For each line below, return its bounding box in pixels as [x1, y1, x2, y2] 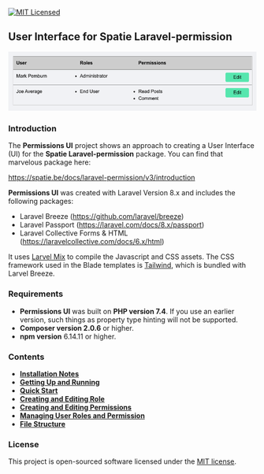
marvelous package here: [8, 157, 91, 167]
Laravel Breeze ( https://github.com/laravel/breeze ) [19, 212, 184, 221]
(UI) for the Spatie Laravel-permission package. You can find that [8, 150, 223, 159]
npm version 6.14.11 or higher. [19, 331, 117, 341]
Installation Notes [19, 369, 80, 379]
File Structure [19, 420, 65, 429]
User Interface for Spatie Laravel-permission [8, 30, 232, 43]
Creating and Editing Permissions [19, 402, 132, 413]
